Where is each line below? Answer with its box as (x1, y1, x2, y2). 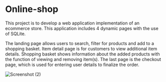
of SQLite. (5, 30, 26, 36)
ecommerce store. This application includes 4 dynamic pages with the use (5, 25, 158, 31)
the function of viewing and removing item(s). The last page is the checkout (5, 56, 161, 62)
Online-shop (5, 3, 58, 15)
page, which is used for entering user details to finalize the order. (5, 61, 139, 67)
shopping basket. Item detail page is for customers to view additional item (5, 45, 157, 51)
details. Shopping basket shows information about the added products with (5, 51, 160, 57)
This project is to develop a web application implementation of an (5, 20, 140, 26)
